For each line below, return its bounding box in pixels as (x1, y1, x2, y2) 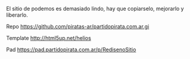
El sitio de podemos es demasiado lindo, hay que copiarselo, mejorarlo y (6, 5, 184, 12)
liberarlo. (6, 11, 28, 18)
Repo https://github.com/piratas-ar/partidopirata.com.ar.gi (6, 23, 149, 30)
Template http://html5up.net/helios (6, 35, 91, 41)
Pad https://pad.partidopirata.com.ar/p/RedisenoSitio (6, 46, 136, 53)
